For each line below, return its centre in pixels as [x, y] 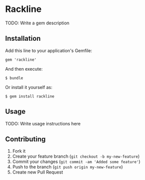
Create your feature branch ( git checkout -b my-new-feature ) [76, 156]
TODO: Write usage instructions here [43, 123]
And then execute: [24, 69]
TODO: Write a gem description [37, 23]
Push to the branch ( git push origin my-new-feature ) [68, 167]
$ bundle [14, 78]
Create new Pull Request [38, 172]
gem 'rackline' [21, 60]
